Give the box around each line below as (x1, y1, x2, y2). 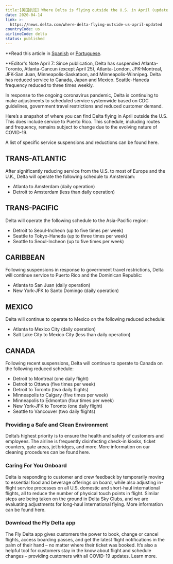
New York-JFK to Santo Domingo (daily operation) (12, 287, 119, 294)
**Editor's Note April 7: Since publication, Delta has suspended (5, 60, 141, 66)
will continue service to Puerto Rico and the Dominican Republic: (5, 272, 143, 278)
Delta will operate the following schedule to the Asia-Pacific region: (5, 217, 148, 224)
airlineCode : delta (5, 31, 47, 37)
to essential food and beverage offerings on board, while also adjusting (5, 479, 157, 485)
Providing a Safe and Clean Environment (5, 421, 108, 428)
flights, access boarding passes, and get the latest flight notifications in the (5, 536, 165, 542)
